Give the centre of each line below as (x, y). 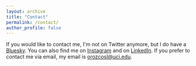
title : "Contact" (27, 17)
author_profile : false (34, 28)
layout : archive (26, 11)
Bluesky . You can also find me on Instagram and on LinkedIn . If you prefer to (98, 51)
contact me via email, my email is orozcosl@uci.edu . (69, 57)
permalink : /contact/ (32, 22)
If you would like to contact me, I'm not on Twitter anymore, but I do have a (96, 44)
